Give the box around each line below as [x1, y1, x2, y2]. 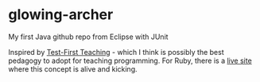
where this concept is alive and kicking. [8, 64, 138, 73]
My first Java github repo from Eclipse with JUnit [8, 32, 169, 41]
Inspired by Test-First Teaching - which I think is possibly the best [8, 47, 224, 57]
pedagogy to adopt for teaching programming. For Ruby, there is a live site [8, 56, 252, 65]
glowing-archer [8, 6, 114, 24]
